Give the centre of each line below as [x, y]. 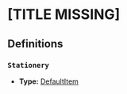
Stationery [28, 65]
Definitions [35, 44]
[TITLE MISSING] [64, 15]
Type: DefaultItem [48, 81]
